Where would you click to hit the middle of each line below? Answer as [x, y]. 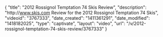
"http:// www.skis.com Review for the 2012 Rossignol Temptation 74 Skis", [81, 13]
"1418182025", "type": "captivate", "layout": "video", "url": [65, 23]
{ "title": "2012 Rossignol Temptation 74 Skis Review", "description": [76, 7]
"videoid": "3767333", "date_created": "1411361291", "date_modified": [77, 18]
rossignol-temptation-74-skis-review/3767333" [55, 29]
